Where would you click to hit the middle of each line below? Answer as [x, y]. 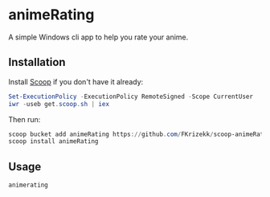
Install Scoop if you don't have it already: [76, 81]
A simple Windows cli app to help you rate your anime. [98, 37]
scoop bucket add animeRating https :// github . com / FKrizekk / [111, 134]
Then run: [25, 119]
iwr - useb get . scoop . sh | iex [59, 104]
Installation [37, 62]
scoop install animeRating [53, 142]
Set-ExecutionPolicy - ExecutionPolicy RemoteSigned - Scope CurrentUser [131, 96]
